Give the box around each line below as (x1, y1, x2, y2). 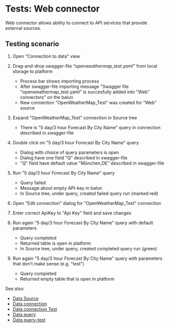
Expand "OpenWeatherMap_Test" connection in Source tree (12, 115, 137, 121)
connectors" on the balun (20, 94, 73, 100)
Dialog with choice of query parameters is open (20, 149, 120, 155)
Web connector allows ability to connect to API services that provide (5, 20, 147, 26)
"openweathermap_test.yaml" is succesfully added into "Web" (20, 89, 150, 95)
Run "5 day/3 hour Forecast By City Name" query (12, 170, 115, 176)
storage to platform (12, 68, 53, 74)
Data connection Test (12, 306, 57, 312)
